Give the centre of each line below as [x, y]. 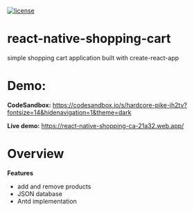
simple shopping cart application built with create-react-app [93, 58]
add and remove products [54, 186]
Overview [36, 154]
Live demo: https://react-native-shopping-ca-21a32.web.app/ [96, 125]
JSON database [40, 193]
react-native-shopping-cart [89, 39]
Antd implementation [47, 201]
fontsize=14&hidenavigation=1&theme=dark [69, 112]
